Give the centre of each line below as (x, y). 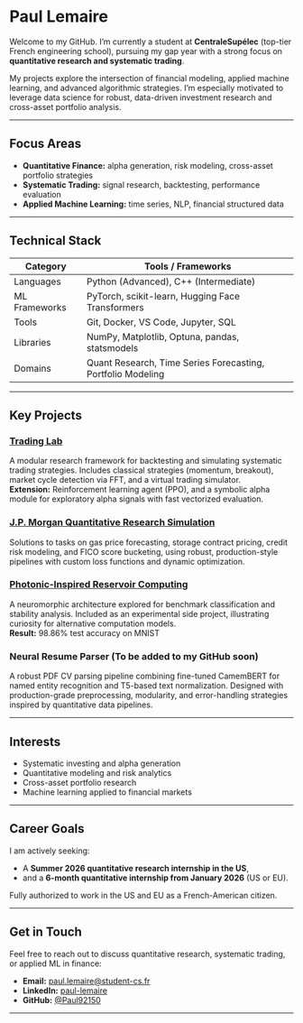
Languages (37, 281)
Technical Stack (55, 241)
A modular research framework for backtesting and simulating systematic (146, 461)
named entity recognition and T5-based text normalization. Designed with (147, 686)
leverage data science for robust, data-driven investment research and (141, 97)
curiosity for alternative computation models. (93, 623)
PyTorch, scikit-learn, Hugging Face (163, 296)
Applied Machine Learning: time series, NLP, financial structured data (153, 204)
